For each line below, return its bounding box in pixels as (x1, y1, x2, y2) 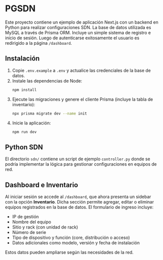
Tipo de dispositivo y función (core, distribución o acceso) (12, 234, 130, 240)
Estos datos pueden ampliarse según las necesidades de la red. (5, 249, 134, 255)
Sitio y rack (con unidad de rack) (12, 224, 78, 230)
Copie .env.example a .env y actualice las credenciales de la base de (12, 67, 151, 73)
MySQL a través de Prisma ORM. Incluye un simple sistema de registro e (5, 29, 151, 35)
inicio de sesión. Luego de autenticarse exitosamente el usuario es (5, 35, 140, 41)
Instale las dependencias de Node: (12, 78, 82, 84)
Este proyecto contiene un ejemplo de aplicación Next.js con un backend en (5, 19, 159, 25)
